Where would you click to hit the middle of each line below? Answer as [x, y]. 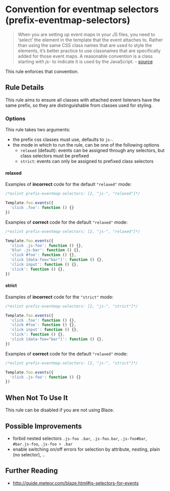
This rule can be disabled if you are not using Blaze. [60, 410]
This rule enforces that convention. [42, 71]
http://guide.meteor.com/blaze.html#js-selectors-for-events [76, 483]
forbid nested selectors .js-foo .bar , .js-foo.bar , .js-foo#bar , [80, 438]
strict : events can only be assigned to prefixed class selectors [87, 161]
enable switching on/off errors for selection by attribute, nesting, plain [86, 449]
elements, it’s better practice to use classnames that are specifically [89, 51]
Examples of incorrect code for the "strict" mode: [59, 297]
